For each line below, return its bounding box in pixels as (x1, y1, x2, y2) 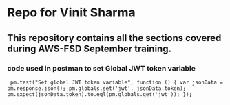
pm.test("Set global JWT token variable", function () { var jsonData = (10, 79, 224, 86)
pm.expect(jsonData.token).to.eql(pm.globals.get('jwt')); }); (7, 91, 193, 97)
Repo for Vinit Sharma (7, 5, 136, 21)
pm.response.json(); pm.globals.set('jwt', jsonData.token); (7, 84, 187, 92)
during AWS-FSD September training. (7, 43, 172, 54)
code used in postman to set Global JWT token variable (7, 63, 196, 73)
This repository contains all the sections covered (7, 32, 222, 44)
